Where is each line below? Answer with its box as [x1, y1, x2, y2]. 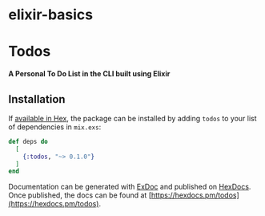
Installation [8, 92, 66, 106]
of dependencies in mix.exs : [8, 122, 102, 132]
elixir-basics [8, 6, 94, 24]
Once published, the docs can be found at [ [8, 190, 152, 200]
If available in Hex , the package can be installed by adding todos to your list [8, 113, 258, 123]
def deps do [8, 137, 48, 145]
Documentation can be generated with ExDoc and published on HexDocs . [8, 182, 251, 192]
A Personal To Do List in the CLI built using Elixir [8, 69, 171, 79]
